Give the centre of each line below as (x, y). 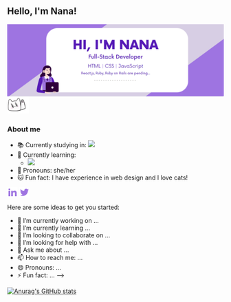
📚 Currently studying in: (52, 145)
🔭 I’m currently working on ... (58, 221)
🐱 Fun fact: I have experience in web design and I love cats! (102, 177)
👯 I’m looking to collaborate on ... (64, 235)
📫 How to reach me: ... (50, 258)
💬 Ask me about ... (43, 250)
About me (24, 129)
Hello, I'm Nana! (42, 11)
